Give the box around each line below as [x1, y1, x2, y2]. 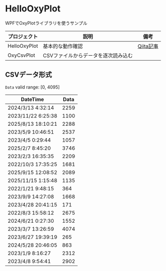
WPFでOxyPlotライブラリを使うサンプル [5, 20, 88, 26]
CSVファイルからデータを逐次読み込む [43, 52, 133, 59]
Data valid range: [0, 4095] [5, 84, 60, 90]
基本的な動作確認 [43, 43, 83, 50]
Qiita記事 [137, 43, 159, 50]
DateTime [20, 95, 44, 102]
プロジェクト [7, 33, 38, 40]
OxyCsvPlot [7, 52, 36, 59]
